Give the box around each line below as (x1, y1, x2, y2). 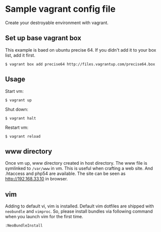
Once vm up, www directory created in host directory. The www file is (5, 160, 148, 166)
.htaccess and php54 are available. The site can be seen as (5, 171, 126, 176)
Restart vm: (5, 124, 29, 130)
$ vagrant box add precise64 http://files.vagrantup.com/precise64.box (5, 61, 155, 67)
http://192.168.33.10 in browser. (5, 176, 68, 182)
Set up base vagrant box (5, 34, 82, 42)
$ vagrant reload (5, 134, 41, 139)
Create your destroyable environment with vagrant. (5, 20, 109, 26)
